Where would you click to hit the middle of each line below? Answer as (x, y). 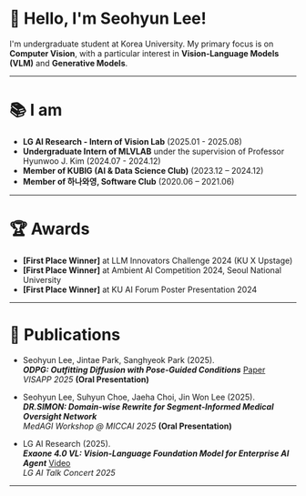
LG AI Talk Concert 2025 (69, 472)
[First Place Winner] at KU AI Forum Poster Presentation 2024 (140, 289)
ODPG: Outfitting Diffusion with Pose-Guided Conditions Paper (144, 369)
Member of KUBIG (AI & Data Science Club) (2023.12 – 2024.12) (143, 170)
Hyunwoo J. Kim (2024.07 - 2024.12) (92, 161)
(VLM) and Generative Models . (69, 63)
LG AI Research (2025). (66, 443)
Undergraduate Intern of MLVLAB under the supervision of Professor (153, 151)
